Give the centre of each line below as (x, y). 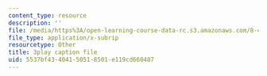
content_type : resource (48, 15)
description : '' (35, 23)
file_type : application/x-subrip (64, 38)
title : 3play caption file (53, 52)
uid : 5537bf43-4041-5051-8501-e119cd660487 (81, 60)
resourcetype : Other (43, 45)
